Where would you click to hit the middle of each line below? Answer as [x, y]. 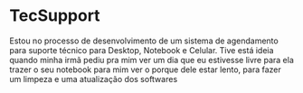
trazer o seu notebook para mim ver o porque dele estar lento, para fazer [146, 70]
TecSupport [55, 16]
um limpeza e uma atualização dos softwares [94, 79]
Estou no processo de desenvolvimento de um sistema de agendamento [144, 41]
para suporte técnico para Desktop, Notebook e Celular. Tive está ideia [142, 50]
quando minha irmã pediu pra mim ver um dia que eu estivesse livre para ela [151, 60]
